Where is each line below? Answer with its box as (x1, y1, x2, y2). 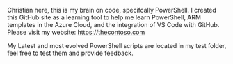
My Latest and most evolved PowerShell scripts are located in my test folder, (7, 42, 227, 49)
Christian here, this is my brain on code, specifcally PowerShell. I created (7, 6, 217, 14)
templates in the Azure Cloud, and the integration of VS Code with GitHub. (7, 21, 220, 29)
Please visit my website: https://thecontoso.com (7, 28, 145, 36)
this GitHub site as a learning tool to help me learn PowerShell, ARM (7, 13, 202, 22)
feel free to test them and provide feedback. (7, 49, 134, 57)
